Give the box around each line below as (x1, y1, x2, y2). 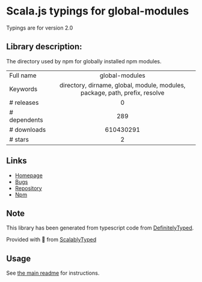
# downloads (9, 125, 46, 134)
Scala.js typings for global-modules (6, 4, 189, 18)
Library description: (6, 42, 82, 52)
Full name (9, 71, 37, 80)
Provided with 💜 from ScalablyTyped (6, 236, 97, 243)
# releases (9, 98, 39, 107)
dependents (9, 116, 43, 124)
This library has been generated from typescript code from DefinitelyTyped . (6, 224, 194, 231)
